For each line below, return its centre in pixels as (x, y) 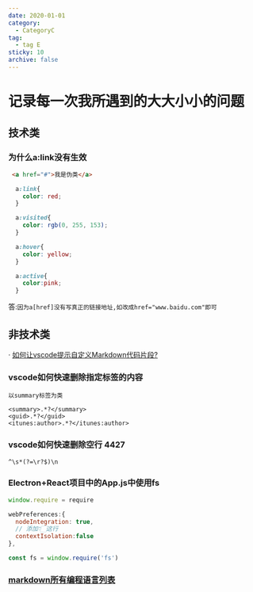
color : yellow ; (48, 254)
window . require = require (51, 500)
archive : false (33, 60)
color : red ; (42, 196)
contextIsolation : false (54, 537)
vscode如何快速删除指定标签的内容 (76, 377)
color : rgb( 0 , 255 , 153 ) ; (65, 225)
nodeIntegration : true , (54, 521)
